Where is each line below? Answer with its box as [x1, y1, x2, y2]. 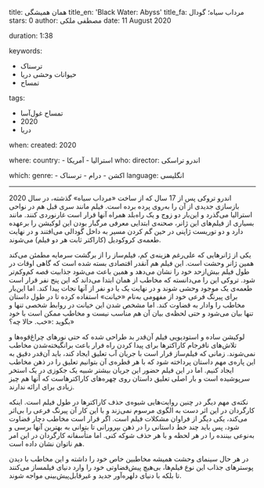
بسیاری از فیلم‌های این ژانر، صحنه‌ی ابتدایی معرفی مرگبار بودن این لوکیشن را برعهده [9, 218, 255, 228]
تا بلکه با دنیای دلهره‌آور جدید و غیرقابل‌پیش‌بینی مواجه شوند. [9, 471, 183, 480]
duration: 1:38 [9, 31, 53, 40]
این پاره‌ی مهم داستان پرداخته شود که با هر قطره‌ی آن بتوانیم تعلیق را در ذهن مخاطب [9, 357, 256, 366]
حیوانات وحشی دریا [20, 70, 77, 78]
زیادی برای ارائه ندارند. [9, 382, 75, 391]
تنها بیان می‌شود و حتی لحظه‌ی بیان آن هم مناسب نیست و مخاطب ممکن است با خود [9, 308, 254, 318]
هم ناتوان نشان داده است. [9, 439, 85, 448]
